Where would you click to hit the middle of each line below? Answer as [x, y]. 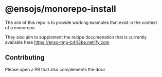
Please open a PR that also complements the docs [55, 69]
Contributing [25, 58]
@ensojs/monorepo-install [61, 9]
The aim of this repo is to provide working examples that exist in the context [81, 22]
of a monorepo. [20, 27]
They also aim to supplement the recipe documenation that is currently [76, 37]
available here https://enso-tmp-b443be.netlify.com [57, 42]
